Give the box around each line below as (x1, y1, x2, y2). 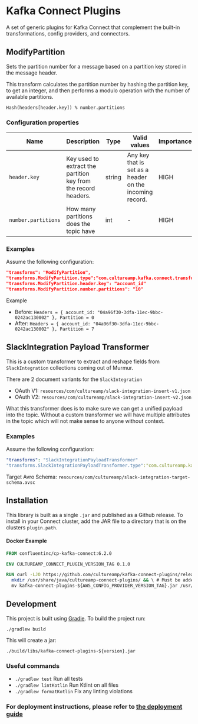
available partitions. (6, 93, 54, 100)
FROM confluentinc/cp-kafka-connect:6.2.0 (6, 550, 112, 557)
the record (66, 185, 95, 193)
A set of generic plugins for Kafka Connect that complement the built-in (6, 24, 180, 31)
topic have (66, 227, 95, 235)
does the (66, 220, 91, 228)
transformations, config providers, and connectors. (6, 30, 130, 37)
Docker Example (6, 537, 47, 545)
